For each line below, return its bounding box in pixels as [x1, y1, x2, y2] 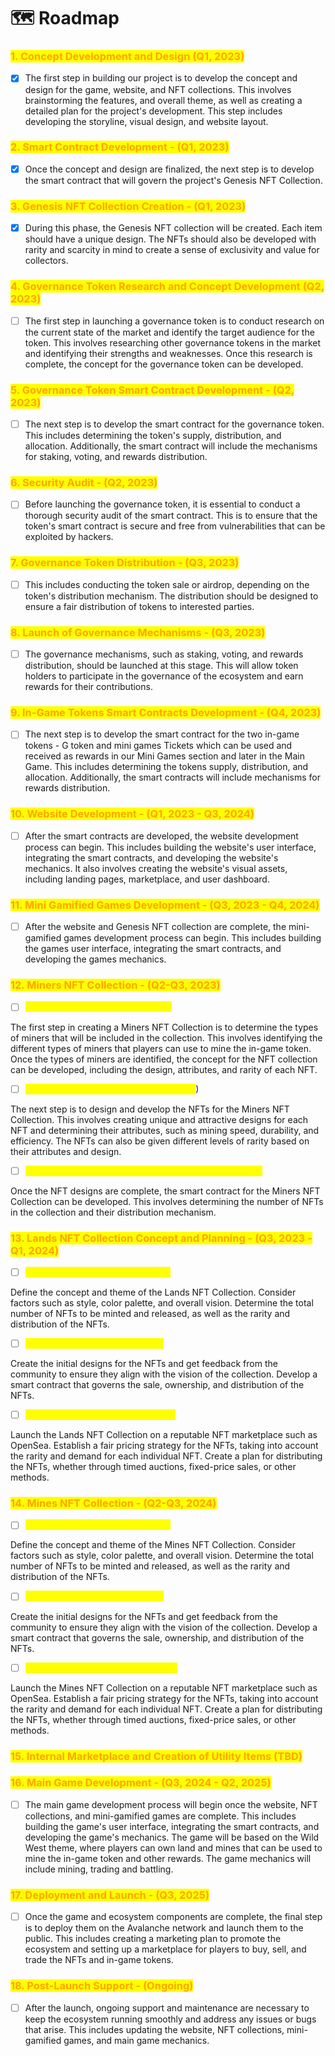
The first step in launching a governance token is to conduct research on [24, 315, 325, 327]
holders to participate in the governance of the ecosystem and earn [24, 670, 304, 682]
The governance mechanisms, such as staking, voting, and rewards [24, 648, 304, 660]
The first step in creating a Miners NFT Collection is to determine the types [10, 1021, 319, 1033]
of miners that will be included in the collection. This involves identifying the [10, 1031, 323, 1044]
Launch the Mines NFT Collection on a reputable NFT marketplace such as [10, 1681, 318, 1694]
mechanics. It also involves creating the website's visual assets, [24, 862, 288, 874]
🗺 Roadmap [10, 7, 120, 30]
